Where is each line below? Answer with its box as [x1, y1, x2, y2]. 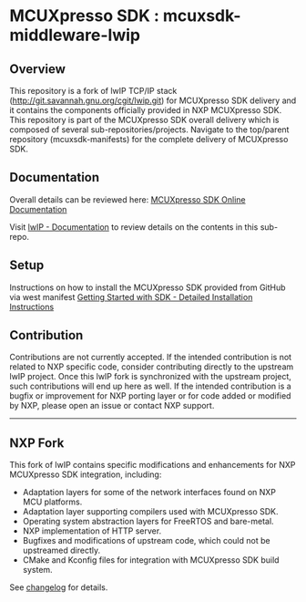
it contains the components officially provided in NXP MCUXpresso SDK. [9, 105, 282, 115]
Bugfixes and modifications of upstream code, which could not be [22, 535, 270, 546]
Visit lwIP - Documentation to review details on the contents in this [9, 221, 259, 233]
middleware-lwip [9, 25, 141, 46]
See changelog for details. [9, 582, 108, 593]
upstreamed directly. [22, 545, 101, 556]
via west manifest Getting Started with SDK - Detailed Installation [9, 291, 253, 302]
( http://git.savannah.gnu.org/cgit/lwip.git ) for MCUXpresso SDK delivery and [9, 95, 297, 106]
